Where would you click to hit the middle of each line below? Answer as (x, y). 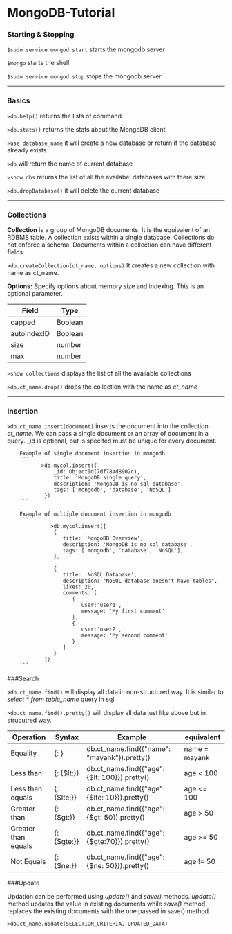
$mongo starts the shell (38, 63)
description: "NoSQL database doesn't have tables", (140, 581)
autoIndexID (30, 334)
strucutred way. (29, 720)
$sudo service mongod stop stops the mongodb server (85, 76)
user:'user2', (101, 629)
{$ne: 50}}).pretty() (118, 866)
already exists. (28, 150)
